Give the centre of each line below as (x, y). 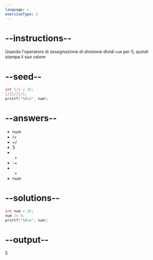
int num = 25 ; (20, 211)
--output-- (27, 240)
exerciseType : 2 (22, 14)
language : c (17, 10)
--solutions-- (33, 198)
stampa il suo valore (25, 57)
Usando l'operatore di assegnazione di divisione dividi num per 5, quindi (77, 52)
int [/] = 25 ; (20, 90)
